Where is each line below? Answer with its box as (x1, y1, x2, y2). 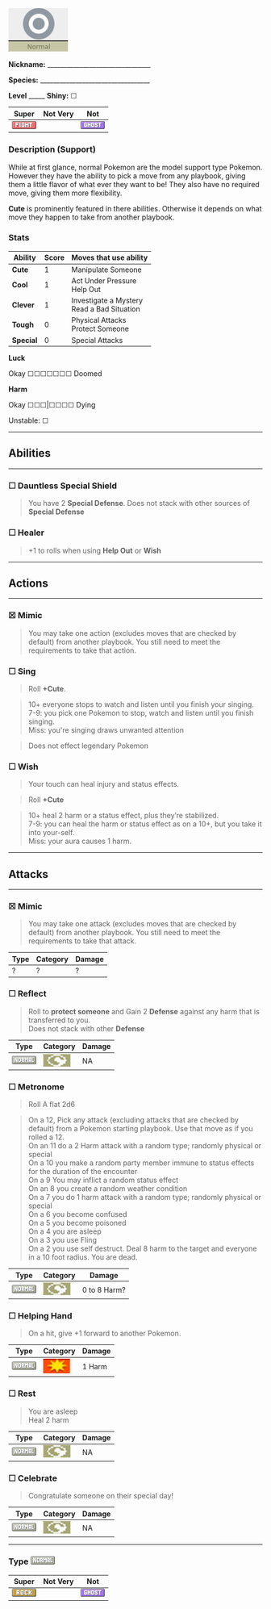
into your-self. (27, 828, 75, 838)
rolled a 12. (27, 1132, 65, 1142)
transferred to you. (27, 1015, 91, 1025)
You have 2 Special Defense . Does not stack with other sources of (27, 499, 250, 508)
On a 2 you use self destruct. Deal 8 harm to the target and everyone (27, 1243, 257, 1254)
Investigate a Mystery (71, 295, 144, 306)
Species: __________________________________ (8, 75, 151, 85)
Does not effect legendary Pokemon (27, 741, 149, 750)
